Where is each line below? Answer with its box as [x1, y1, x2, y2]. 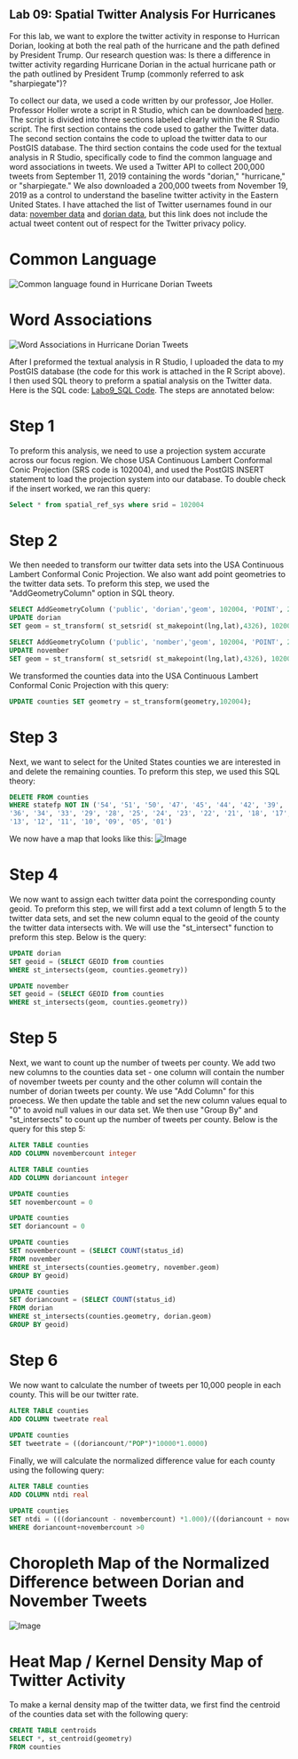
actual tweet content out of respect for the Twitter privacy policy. [9, 218, 247, 229]
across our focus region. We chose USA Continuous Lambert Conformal [9, 454, 273, 465]
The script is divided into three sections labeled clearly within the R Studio [9, 114, 280, 124]
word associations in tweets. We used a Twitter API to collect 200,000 [9, 161, 265, 172]
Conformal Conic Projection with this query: [9, 679, 169, 690]
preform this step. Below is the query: [9, 931, 147, 942]
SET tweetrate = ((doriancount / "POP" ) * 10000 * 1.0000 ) [9, 1440, 208, 1449]
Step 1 [9, 415, 55, 436]
